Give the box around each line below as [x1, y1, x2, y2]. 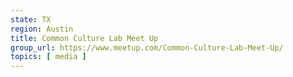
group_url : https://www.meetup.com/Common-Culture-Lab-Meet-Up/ [10, 42, 284, 53]
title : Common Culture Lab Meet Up [10, 33, 159, 43]
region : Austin [10, 24, 74, 34]
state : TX [10, 14, 52, 25]
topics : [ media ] [10, 52, 87, 62]
